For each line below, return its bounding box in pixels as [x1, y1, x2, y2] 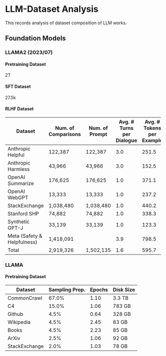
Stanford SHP [7, 210, 40, 217]
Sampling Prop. [48, 286, 85, 293]
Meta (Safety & [7, 232, 42, 239]
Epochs [89, 286, 108, 293]
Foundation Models [5, 34, 66, 43]
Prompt [89, 131, 108, 137]
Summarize [7, 179, 34, 186]
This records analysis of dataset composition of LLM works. [5, 20, 127, 26]
